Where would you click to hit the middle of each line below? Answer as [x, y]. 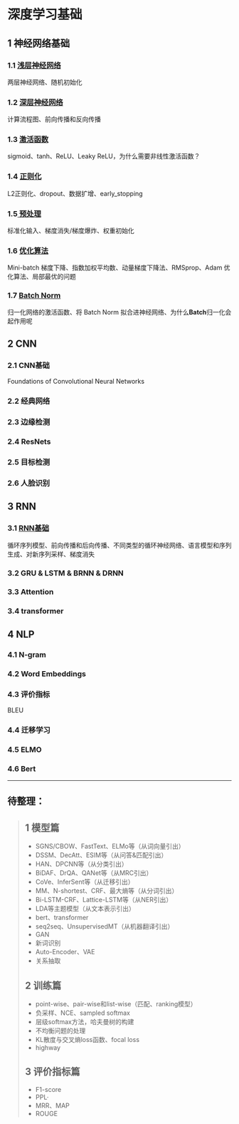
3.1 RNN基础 [28, 528]
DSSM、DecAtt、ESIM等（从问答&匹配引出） [101, 855]
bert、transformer [62, 918]
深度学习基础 [45, 15]
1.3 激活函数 [28, 140]
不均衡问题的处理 [60, 1031]
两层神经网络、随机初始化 [45, 82]
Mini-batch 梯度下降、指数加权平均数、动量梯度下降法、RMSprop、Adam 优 [119, 267]
